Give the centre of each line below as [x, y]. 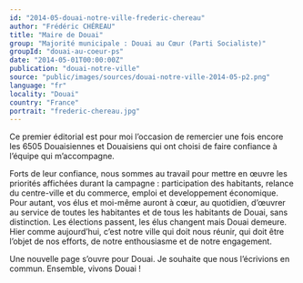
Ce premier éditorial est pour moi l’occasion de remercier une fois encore [146, 136]
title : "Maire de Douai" [56, 35]
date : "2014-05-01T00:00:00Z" [67, 60]
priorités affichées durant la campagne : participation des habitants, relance [151, 184]
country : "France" [44, 102]
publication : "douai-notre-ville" [75, 69]
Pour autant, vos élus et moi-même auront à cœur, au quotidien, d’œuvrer [148, 203]
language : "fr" [38, 86]
